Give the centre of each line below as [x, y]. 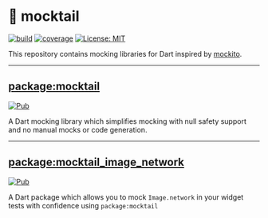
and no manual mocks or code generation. [78, 129]
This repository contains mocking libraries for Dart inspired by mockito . [125, 54]
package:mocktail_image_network [97, 163]
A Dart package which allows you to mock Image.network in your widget [126, 197]
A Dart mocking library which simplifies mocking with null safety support [128, 121]
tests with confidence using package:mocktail [83, 205]
